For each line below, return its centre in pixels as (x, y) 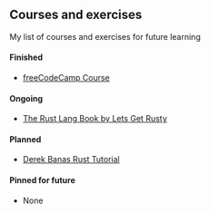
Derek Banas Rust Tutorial (71, 160)
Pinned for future (42, 180)
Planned (25, 139)
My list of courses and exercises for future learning (105, 36)
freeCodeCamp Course (66, 78)
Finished (26, 57)
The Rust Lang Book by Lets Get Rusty (95, 119)
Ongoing (26, 98)
